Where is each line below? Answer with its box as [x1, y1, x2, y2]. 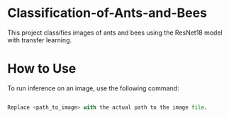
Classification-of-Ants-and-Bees [7, 5, 208, 21]
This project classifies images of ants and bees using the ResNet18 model [7, 28, 223, 37]
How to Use [7, 61, 77, 77]
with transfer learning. [7, 35, 72, 44]
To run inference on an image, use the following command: [7, 83, 179, 93]
